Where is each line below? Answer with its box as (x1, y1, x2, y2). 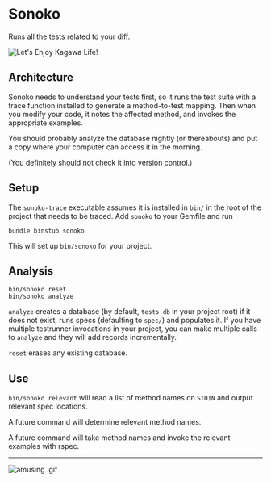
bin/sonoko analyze (8, 292, 74, 301)
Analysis (8, 264, 54, 278)
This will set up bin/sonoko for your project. (8, 241, 152, 250)
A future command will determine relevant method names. (8, 417, 202, 427)
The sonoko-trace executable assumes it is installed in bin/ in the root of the (8, 203, 262, 212)
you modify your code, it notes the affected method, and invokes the (8, 109, 236, 119)
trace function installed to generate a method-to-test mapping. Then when (8, 100, 256, 110)
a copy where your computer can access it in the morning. (8, 142, 203, 152)
